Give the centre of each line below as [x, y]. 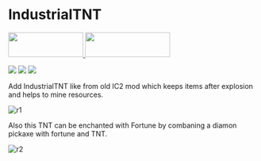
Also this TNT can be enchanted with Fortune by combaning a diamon [123, 125]
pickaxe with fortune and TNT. [58, 133]
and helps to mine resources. [56, 94]
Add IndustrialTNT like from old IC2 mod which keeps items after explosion [131, 86]
